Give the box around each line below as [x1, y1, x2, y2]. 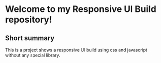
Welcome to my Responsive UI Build [5, 3, 157, 15]
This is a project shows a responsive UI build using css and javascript [5, 47, 148, 53]
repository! [5, 14, 52, 25]
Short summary [5, 34, 55, 42]
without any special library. [5, 52, 61, 58]
